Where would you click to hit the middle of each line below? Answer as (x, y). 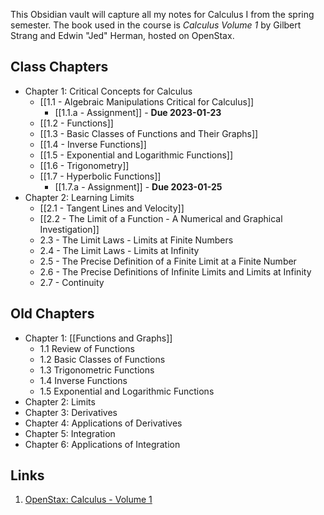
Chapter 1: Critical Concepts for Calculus (108, 91)
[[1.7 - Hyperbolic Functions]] (100, 176)
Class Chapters (59, 67)
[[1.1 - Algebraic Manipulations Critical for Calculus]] (147, 101)
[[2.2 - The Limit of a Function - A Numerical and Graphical (161, 218)
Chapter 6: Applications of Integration (102, 444)
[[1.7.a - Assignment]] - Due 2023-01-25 (138, 186)
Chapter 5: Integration (70, 433)
